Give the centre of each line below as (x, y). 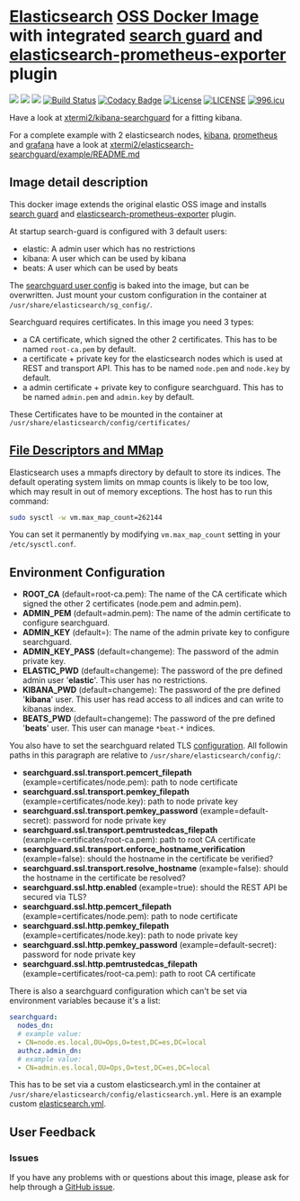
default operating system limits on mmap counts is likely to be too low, (139, 482)
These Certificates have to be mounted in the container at (116, 414)
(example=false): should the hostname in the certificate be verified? (148, 859)
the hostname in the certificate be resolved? (104, 878)
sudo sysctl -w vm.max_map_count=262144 (86, 517)
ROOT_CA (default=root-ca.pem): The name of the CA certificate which (154, 594)
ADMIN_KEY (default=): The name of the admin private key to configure (156, 632)
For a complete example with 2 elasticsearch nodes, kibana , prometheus (144, 135)
